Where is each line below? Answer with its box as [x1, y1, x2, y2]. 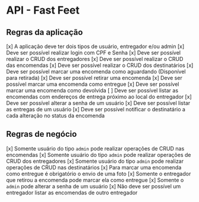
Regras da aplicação [6, 27, 83, 37]
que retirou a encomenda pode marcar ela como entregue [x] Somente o [6, 176, 184, 184]
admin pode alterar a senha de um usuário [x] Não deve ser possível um [6, 182, 181, 190]
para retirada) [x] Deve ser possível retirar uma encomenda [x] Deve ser [6, 75, 182, 81]
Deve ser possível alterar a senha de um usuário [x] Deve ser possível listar [6, 100, 191, 107]
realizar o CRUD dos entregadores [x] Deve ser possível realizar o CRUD [6, 56, 184, 62]
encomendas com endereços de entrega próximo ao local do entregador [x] [6, 93, 192, 100]
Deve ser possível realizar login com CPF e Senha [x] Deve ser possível [6, 49, 181, 56]
